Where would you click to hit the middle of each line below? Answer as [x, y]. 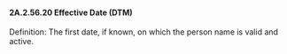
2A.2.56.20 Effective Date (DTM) [71, 12]
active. [21, 42]
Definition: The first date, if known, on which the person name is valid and [144, 32]
